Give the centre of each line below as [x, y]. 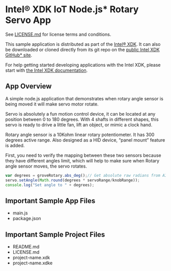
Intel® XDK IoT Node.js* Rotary [72, 9]
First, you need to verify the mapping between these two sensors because [83, 155]
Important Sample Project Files [55, 235]
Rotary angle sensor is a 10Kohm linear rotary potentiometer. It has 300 [80, 134]
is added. [15, 145]
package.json [27, 219]
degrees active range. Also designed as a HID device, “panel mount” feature [85, 140]
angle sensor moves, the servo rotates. [46, 166]
